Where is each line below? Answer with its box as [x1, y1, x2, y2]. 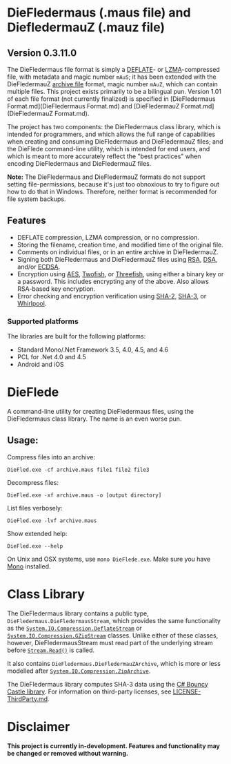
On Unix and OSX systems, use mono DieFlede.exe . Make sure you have [7, 555, 211, 563]
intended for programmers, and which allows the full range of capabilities [7, 130, 216, 138]
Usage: [7, 434, 39, 446]
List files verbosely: [7, 504, 63, 512]
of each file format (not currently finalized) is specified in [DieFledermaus [7, 95, 216, 103]
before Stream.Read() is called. [7, 646, 95, 654]
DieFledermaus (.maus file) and [7, 5, 191, 21]
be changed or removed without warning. [7, 749, 129, 757]
